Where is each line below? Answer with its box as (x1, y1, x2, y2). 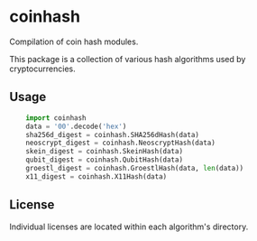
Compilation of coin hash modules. (9, 36, 139, 47)
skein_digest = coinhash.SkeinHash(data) (25, 147, 183, 156)
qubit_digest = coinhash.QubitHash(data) (25, 155, 183, 164)
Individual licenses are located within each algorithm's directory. (9, 221, 249, 232)
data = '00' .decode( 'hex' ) (25, 122, 127, 131)
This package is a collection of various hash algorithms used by (9, 53, 246, 64)
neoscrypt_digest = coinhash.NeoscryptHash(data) (25, 138, 216, 148)
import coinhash (25, 113, 87, 123)
